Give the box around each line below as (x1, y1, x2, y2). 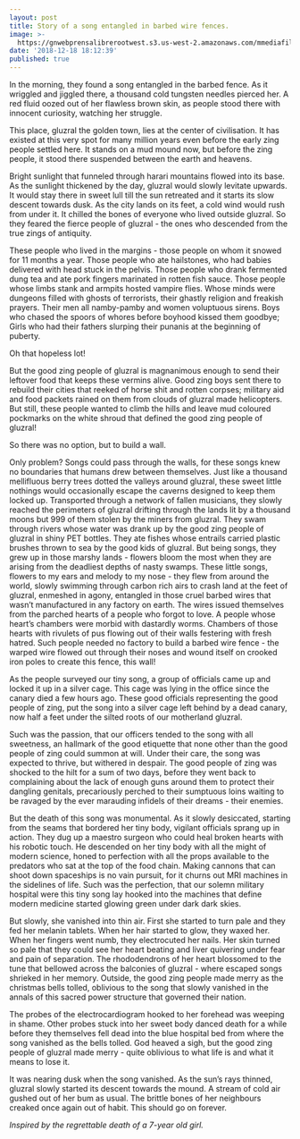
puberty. (9, 331, 41, 341)
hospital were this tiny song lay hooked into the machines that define (9, 889, 262, 899)
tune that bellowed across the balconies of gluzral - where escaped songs (9, 963, 283, 974)
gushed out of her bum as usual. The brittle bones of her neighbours (9, 1093, 262, 1103)
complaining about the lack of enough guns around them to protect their (9, 777, 275, 787)
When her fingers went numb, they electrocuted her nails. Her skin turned (9, 935, 281, 945)
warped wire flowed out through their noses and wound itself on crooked (9, 647, 279, 657)
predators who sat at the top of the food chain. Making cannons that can (9, 860, 276, 871)
